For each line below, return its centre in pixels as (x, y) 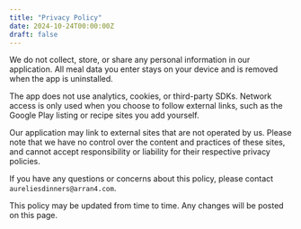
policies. (25, 162)
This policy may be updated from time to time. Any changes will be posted (147, 206)
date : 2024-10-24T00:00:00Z (62, 26)
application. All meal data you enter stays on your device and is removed (144, 69)
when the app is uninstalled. (62, 79)
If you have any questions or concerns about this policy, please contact (142, 179)
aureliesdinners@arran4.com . (63, 189)
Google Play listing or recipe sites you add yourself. (104, 115)
